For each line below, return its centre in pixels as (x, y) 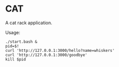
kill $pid (16, 59)
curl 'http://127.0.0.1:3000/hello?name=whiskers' (60, 50)
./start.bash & (21, 42)
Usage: (13, 32)
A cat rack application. (29, 23)
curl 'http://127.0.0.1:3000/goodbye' (46, 55)
